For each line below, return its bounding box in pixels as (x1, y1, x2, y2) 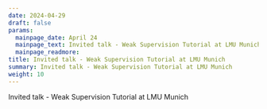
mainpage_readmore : (15, 48, 80, 56)
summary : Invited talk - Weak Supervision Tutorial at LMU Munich (8, 63, 233, 71)
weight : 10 (8, 70, 44, 78)
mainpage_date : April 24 (15, 33, 98, 42)
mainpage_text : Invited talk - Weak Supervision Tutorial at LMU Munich (15, 41, 261, 49)
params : (8, 26, 34, 34)
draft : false (8, 19, 52, 27)
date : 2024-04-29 (8, 11, 66, 20)
